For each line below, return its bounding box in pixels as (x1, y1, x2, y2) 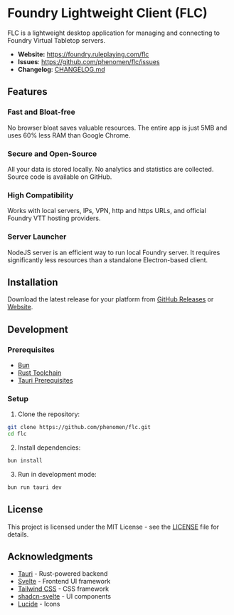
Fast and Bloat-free (7, 107, 76, 117)
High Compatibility (7, 190, 74, 200)
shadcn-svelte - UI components (17, 592, 112, 601)
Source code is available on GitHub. (7, 172, 112, 181)
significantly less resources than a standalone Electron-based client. (7, 255, 208, 264)
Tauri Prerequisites (17, 376, 73, 385)
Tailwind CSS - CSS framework (17, 584, 109, 593)
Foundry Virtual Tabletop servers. (7, 36, 105, 44)
